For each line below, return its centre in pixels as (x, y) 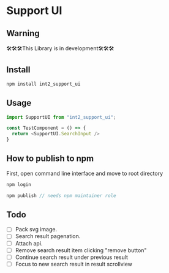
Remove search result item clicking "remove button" (81, 250)
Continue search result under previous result (72, 257)
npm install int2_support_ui (43, 84)
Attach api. (29, 243)
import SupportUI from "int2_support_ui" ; (61, 117)
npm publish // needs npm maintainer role (61, 196)
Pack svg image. (36, 230)
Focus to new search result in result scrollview (74, 264)
